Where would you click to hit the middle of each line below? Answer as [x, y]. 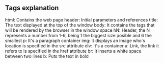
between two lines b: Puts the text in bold [47, 56]
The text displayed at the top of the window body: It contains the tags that [80, 25]
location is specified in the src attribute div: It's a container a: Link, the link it [82, 45]
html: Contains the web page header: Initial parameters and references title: [82, 20]
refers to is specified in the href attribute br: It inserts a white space [73, 51]
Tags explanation [32, 8]
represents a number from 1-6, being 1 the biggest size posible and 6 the [79, 35]
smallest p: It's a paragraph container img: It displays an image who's [75, 41]
